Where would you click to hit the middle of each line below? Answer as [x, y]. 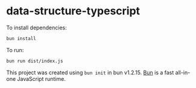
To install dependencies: [37, 28]
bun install [21, 38]
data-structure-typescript [73, 11]
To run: [15, 50]
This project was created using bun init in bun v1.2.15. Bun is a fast [90, 72]
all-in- [183, 72]
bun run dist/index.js [35, 61]
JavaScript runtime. [42, 78]
